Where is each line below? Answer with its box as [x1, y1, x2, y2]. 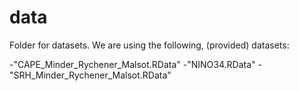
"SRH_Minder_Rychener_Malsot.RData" [9, 69, 172, 81]
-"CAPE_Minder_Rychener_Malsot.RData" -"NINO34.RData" [9, 58, 256, 70]
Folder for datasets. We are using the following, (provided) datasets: [9, 39, 290, 51]
